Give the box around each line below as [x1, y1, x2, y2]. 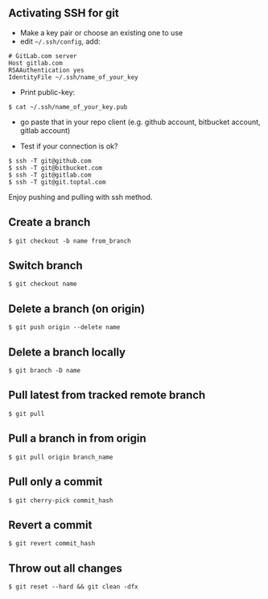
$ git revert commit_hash [8, 539, 95, 547]
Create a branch [8, 215, 91, 229]
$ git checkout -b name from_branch [8, 237, 131, 245]
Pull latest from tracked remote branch [8, 389, 206, 402]
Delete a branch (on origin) [8, 302, 146, 315]
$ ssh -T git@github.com [8, 156, 92, 164]
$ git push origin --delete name [8, 323, 121, 331]
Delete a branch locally [8, 345, 126, 359]
